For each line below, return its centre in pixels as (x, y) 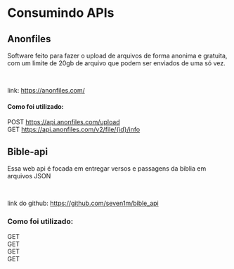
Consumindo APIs (61, 13)
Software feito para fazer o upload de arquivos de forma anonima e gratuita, (117, 55)
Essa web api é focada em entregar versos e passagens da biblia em (107, 169)
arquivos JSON (29, 176)
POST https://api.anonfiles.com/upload (64, 122)
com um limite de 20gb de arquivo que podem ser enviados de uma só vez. (117, 63)
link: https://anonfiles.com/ (46, 90)
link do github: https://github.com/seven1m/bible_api (83, 203)
